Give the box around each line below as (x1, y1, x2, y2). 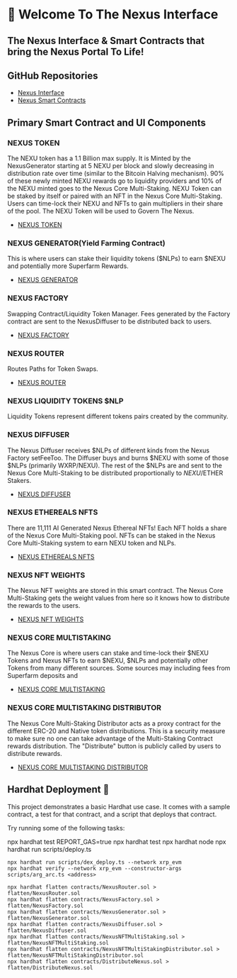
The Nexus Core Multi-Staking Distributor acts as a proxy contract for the (7, 719, 221, 728)
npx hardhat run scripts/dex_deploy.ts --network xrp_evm (7, 858, 182, 866)
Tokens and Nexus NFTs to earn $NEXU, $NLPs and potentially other (7, 656, 209, 665)
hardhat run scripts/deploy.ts (7, 845, 92, 853)
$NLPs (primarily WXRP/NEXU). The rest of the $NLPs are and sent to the (7, 461, 223, 469)
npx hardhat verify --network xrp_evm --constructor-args (7, 865, 182, 872)
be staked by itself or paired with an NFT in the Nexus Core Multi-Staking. (7, 191, 223, 201)
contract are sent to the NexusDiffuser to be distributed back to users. (7, 317, 212, 326)
